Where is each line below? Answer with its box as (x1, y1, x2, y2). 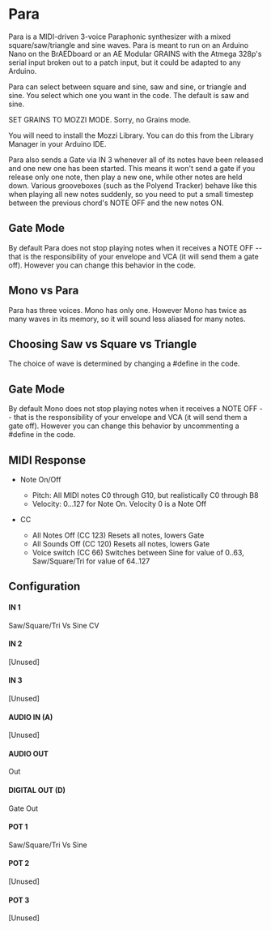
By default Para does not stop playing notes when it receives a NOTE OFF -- (8, 242, 263, 252)
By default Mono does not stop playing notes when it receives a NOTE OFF (8, 404, 258, 414)
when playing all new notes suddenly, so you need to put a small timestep (8, 189, 254, 199)
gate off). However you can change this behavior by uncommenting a (8, 421, 240, 431)
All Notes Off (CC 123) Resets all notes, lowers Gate (32, 530, 205, 540)
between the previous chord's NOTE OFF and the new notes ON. (8, 198, 224, 208)
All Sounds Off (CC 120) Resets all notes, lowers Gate (32, 539, 210, 548)
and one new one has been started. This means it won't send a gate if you (8, 163, 256, 173)
